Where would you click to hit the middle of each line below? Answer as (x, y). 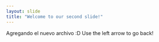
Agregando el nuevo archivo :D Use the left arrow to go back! (80, 33)
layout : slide (23, 11)
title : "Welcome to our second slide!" (55, 17)
